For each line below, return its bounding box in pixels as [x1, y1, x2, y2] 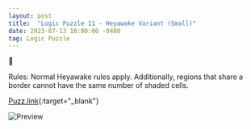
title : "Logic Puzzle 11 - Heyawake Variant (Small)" [8, 19, 197, 27]
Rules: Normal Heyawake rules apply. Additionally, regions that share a [8, 72, 244, 81]
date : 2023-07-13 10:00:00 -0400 [8, 27, 121, 35]
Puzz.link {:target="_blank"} [8, 96, 99, 106]
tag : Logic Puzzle [8, 34, 70, 43]
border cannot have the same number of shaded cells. [8, 81, 190, 90]
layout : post [8, 11, 52, 20]
